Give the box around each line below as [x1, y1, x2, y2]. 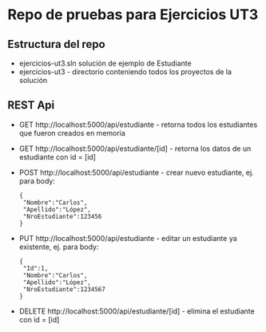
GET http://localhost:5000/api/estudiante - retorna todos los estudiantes [18, 120, 258, 129]
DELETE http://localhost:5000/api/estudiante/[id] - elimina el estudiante [18, 306, 255, 316]
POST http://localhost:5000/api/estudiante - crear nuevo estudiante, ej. [18, 168, 254, 177]
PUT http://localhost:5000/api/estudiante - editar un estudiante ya [18, 233, 237, 243]
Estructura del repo [7, 38, 105, 51]
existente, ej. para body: [18, 242, 99, 251]
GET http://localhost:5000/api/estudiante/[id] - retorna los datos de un [18, 144, 252, 153]
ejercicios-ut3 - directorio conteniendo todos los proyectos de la [18, 67, 232, 77]
